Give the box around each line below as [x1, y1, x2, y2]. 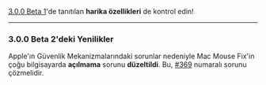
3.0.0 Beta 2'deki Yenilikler [8, 33, 114, 44]
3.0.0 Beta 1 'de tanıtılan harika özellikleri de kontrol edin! [8, 7, 194, 16]
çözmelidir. [8, 68, 44, 78]
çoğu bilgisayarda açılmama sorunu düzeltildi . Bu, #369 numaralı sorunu [8, 60, 247, 69]
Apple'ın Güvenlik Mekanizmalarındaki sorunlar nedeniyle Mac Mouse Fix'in [8, 51, 255, 61]
